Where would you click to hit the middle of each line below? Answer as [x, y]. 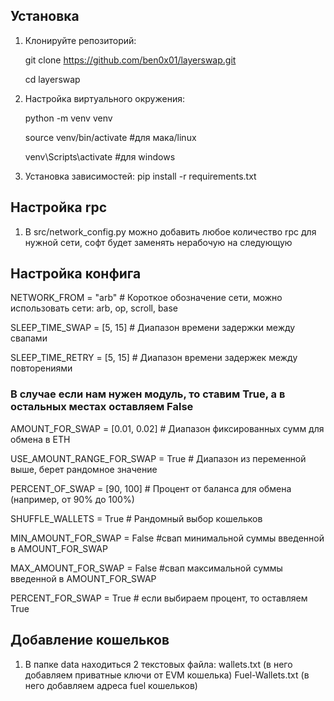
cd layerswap [52, 79]
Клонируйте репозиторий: [80, 40]
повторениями [41, 368]
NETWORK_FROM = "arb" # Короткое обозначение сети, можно [146, 298]
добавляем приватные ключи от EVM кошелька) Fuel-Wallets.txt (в [167, 675]
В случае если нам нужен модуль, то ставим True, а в [148, 394]
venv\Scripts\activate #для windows [100, 156]
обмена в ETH [40, 439]
